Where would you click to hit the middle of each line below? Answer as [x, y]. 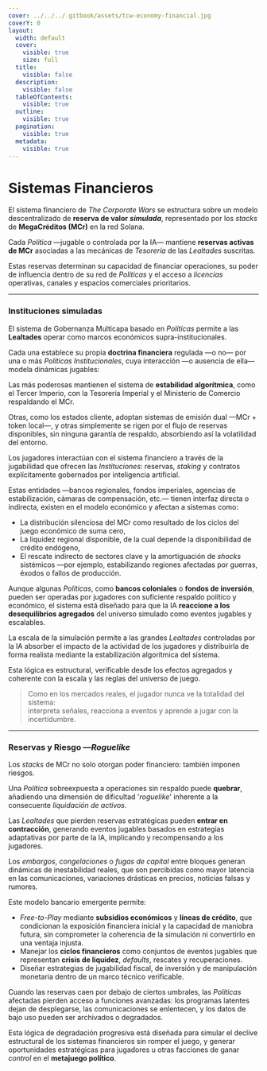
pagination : [35, 126]
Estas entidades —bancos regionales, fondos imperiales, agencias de [122, 490]
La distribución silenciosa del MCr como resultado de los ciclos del [130, 522]
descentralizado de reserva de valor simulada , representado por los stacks [133, 219]
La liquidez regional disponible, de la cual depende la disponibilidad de [135, 539]
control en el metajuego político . [62, 1057]
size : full [41, 60]
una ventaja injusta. [52, 942]
